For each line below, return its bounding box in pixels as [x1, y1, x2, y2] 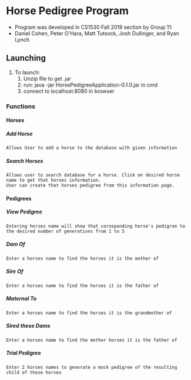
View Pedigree [6, 208, 43, 215]
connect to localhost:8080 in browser [23, 87, 115, 95]
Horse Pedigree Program [6, 4, 129, 18]
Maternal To [6, 295, 37, 302]
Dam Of [6, 241, 25, 248]
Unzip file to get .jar [23, 75, 72, 82]
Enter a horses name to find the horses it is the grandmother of [6, 310, 172, 316]
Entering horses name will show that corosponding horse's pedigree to [6, 223, 185, 229]
